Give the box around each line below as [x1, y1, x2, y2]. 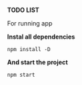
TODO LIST [7, 6, 40, 14]
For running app [7, 19, 53, 27]
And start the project [7, 58, 68, 66]
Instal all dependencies [7, 32, 76, 41]
